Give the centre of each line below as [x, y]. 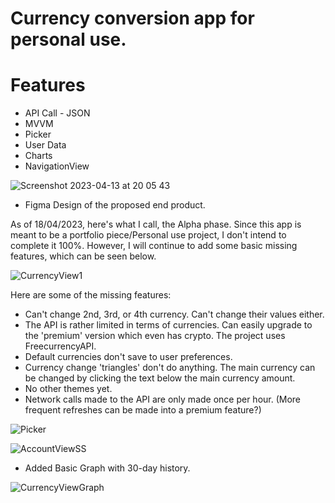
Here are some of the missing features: [91, 295]
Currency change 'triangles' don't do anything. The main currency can [170, 368]
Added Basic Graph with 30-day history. [107, 468]
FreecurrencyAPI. [60, 346]
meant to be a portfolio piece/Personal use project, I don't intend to [148, 235]
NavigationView [57, 166]
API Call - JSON [57, 113]
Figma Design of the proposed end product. [115, 205]
